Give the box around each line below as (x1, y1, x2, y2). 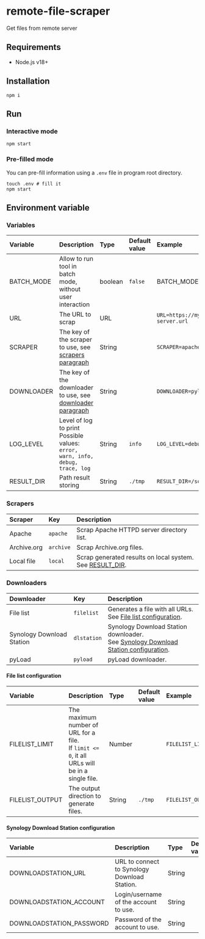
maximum (68, 713, 97, 722)
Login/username (115, 890, 162, 899)
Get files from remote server (6, 24, 77, 32)
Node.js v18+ (15, 58, 49, 65)
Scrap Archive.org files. (76, 543, 144, 552)
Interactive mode (6, 127, 58, 135)
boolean (99, 278, 123, 286)
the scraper (59, 336, 93, 344)
